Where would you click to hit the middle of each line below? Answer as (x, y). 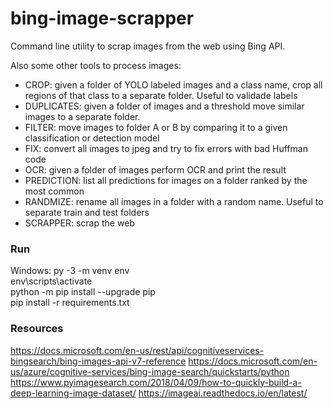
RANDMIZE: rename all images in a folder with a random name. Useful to (174, 201)
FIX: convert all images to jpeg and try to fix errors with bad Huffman (166, 148)
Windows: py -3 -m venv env (70, 271)
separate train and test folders (87, 212)
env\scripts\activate (51, 281)
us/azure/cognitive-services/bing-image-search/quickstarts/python (150, 371)
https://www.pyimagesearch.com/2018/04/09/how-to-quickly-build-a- (156, 382)
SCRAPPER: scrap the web (79, 223)
